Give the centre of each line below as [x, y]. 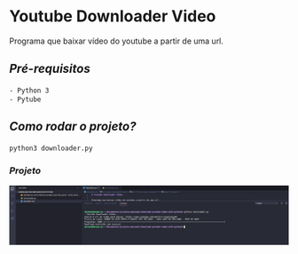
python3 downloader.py [51, 148]
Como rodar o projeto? [73, 127]
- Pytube [25, 99]
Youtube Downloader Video [113, 16]
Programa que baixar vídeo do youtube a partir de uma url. [117, 41]
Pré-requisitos [50, 69]
